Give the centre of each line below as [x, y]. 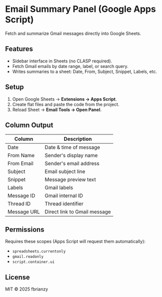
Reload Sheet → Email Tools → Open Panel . [57, 110]
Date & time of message [72, 147]
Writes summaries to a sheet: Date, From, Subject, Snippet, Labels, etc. [84, 71]
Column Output [29, 125]
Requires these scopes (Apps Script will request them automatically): [75, 241]
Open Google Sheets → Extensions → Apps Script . [64, 99]
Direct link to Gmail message [78, 212]
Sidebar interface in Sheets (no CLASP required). [62, 61]
